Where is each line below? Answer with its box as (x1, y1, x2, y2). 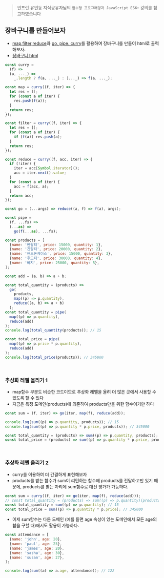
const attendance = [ (5, 532, 49, 537)
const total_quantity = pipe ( (5, 310, 67, 314)
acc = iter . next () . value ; (14, 170, 67, 175)
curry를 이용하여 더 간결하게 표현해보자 (12, 471, 87, 477)
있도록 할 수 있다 (12, 395, 44, 401)
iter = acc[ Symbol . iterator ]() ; (14, 166, 80, 171)
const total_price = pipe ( (5, 337, 60, 342)
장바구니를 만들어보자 (5, 26, 66, 35)
